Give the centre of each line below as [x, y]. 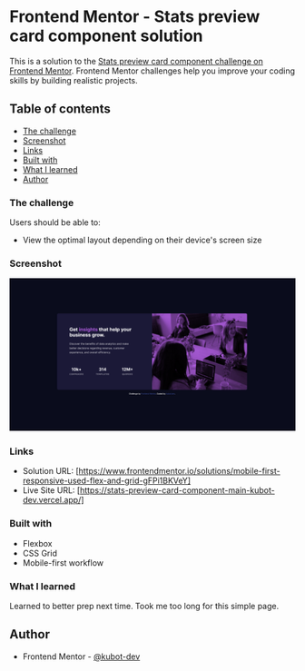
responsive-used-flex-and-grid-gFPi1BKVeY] [107, 481]
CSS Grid [39, 553]
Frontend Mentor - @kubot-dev [81, 656]
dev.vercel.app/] [53, 500]
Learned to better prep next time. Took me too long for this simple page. [144, 606]
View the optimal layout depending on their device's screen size [142, 240]
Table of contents [60, 109]
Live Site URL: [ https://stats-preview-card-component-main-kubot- [148, 490]
